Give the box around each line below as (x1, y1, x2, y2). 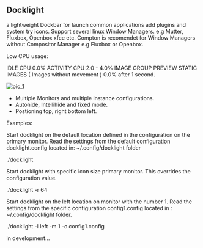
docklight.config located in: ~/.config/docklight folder (6, 144, 141, 151)
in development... (6, 235, 50, 242)
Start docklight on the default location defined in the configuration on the (6, 131, 191, 138)
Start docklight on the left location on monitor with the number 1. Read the (6, 198, 193, 205)
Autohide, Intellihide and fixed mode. (15, 101, 108, 108)
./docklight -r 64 (6, 186, 48, 193)
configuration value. (6, 174, 57, 181)
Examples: (6, 119, 32, 126)
